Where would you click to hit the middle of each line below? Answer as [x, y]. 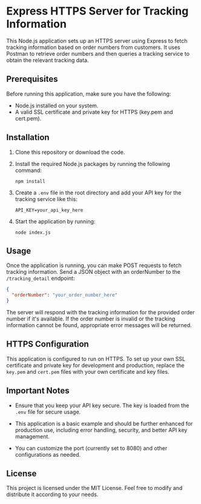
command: [28, 170]
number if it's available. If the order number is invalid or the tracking [91, 319]
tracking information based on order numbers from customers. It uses [93, 47]
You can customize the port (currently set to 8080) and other [91, 448]
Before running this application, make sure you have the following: [89, 94]
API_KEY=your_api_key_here [49, 210]
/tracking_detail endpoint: [41, 278]
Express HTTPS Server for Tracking [97, 11]
